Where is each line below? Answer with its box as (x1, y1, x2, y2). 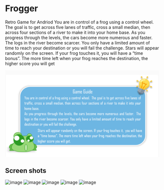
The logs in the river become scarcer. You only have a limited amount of (5, 40, 150, 45)
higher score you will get (5, 61, 55, 66)
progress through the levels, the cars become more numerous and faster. (5, 35, 153, 41)
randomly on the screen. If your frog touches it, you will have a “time (5, 50, 143, 56)
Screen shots (5, 167, 47, 175)
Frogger (5, 3, 38, 14)
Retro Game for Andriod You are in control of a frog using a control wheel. (5, 19, 154, 25)
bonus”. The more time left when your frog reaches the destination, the (5, 55, 148, 61)
